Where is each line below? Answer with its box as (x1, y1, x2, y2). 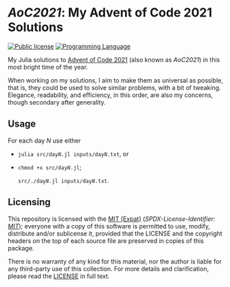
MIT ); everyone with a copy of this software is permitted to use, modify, (8, 222, 210, 230)
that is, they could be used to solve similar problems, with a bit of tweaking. (8, 83, 222, 92)
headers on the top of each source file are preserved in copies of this (8, 236, 205, 245)
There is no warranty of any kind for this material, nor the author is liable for (8, 257, 222, 266)
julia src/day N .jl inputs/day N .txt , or (17, 149, 129, 158)
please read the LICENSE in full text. (8, 272, 111, 280)
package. (8, 244, 34, 252)
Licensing (8, 196, 51, 208)
